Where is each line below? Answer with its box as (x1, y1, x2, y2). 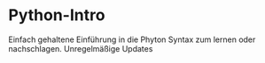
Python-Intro (8, 5, 105, 25)
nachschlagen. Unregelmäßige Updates (8, 43, 153, 53)
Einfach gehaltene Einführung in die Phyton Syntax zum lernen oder (8, 34, 256, 45)
